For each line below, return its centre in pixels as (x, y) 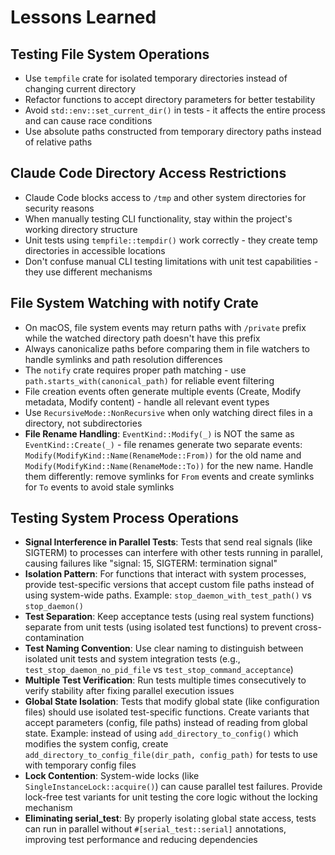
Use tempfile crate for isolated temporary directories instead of (156, 78)
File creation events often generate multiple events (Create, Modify (163, 391)
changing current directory (80, 89)
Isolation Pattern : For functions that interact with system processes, (165, 574)
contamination (54, 638)
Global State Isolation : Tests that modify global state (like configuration (172, 702)
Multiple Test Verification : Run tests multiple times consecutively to (165, 680)
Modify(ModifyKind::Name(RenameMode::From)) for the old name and (163, 455)
